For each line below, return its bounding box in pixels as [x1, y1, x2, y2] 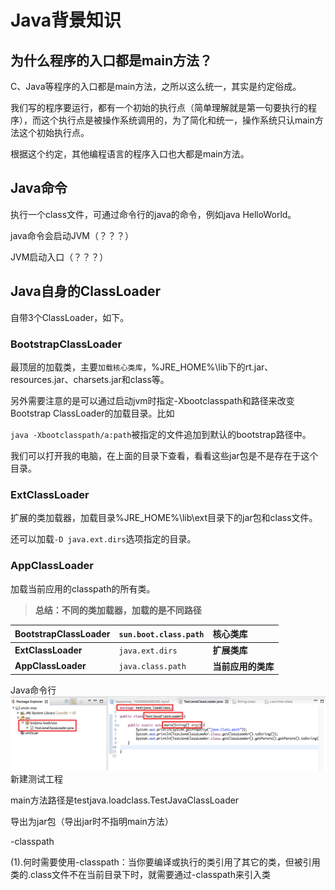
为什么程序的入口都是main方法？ [10, 52, 213, 69]
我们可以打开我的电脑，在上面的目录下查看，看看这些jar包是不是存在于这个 [10, 449, 319, 461]
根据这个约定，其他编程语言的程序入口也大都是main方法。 [10, 148, 250, 160]
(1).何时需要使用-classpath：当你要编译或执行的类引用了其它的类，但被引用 [10, 856, 321, 868]
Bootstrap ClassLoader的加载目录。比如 [10, 407, 175, 419]
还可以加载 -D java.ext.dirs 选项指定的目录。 [10, 533, 197, 545]
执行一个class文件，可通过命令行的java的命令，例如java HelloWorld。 [10, 208, 297, 220]
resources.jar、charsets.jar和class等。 [10, 373, 170, 385]
